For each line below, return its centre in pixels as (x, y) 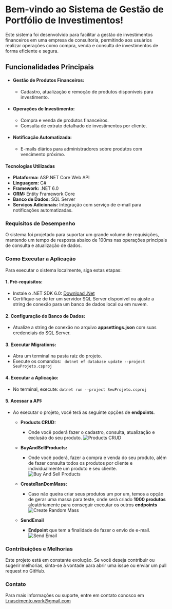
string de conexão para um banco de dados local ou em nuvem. (80, 304)
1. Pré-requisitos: (24, 282)
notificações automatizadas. (43, 210)
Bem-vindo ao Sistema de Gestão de (84, 9)
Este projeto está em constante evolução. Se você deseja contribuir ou (80, 560)
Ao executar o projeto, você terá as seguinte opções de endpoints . (84, 412)
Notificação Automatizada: (42, 138)
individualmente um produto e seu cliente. (72, 468)
